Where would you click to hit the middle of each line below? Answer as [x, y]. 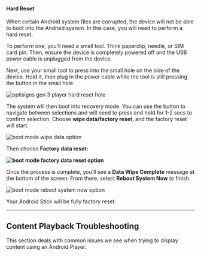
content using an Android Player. [46, 247]
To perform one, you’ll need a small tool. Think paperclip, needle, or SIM [95, 46]
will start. [17, 125]
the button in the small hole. [40, 83]
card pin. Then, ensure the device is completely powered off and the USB [97, 52]
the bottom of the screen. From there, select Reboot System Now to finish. [98, 178]
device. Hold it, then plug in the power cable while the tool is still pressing [97, 77]
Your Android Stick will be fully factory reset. [61, 201]
